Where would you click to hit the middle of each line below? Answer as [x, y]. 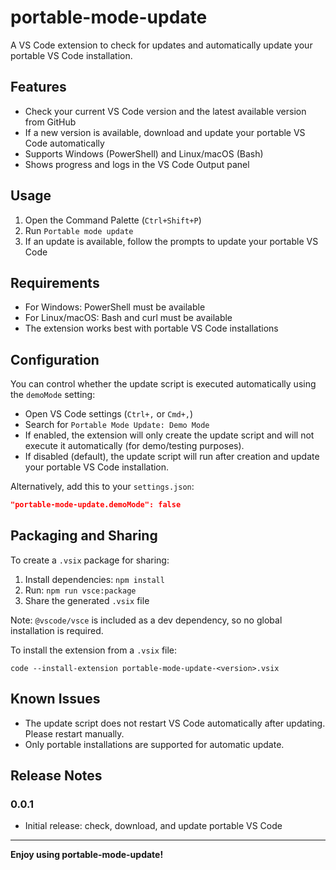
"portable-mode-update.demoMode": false [96, 505]
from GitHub [50, 122]
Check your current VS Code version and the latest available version [165, 111]
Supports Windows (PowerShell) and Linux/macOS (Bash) [144, 153]
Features [38, 87]
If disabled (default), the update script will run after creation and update [172, 457]
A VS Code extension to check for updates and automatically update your [161, 45]
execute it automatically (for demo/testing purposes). [134, 446]
